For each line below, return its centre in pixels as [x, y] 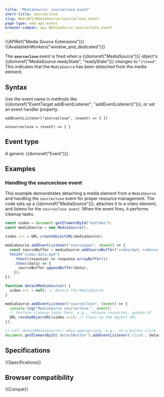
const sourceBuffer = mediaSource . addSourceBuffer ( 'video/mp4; [75, 250]
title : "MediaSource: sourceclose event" [48, 10]
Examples [20, 169]
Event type [22, 142]
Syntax [16, 87]
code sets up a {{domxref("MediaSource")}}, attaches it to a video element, [81, 204]
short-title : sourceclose [31, 14]
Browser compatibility [40, 378]
